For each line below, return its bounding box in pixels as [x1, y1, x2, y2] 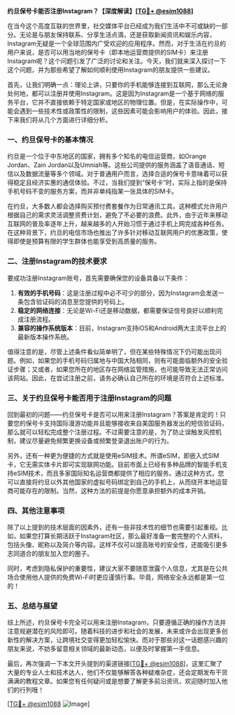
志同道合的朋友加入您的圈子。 [7, 549, 93, 558]
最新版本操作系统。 [17, 333, 73, 341]
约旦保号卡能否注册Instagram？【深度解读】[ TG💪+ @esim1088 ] [7, 7, 194, 15]
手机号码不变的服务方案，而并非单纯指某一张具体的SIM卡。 [7, 187, 178, 196]
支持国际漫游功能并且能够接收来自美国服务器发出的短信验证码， [43, 419, 228, 427]
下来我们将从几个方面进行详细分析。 [7, 116, 112, 123]
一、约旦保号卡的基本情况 [7, 135, 94, 145]
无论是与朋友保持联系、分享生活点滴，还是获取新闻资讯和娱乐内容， [19, 31, 215, 39]
